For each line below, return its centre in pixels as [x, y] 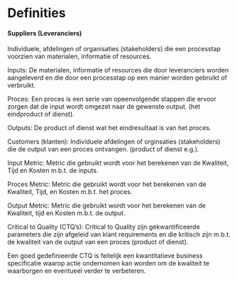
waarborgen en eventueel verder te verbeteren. [77, 271]
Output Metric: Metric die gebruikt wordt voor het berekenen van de [106, 206]
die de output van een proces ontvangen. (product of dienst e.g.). [103, 149]
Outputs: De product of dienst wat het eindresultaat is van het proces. [109, 128]
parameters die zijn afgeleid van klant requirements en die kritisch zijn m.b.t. [119, 234]
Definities [37, 13]
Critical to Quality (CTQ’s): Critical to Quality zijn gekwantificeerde [104, 227]
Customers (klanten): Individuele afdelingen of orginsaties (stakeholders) [114, 142]
